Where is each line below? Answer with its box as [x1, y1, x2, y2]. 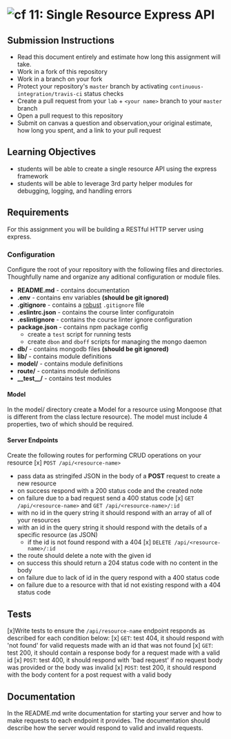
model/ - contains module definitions [17, 359, 123, 368]
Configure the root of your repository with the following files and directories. [7, 265, 224, 273]
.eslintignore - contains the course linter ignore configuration [17, 315, 193, 324]
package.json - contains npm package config [17, 322, 148, 331]
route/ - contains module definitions [17, 366, 121, 375]
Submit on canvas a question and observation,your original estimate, [17, 119, 212, 127]
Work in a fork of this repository [17, 68, 108, 75]
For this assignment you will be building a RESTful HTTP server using [7, 225, 204, 233]
